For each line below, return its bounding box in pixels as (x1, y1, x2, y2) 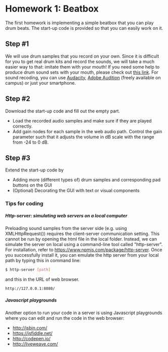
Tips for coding (5, 200, 44, 207)
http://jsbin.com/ (12, 325, 47, 331)
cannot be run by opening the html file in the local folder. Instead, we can (5, 236, 157, 242)
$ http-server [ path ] (5, 267, 51, 272)
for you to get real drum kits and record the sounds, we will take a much (5, 58, 155, 65)
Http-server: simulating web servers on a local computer (5, 212, 128, 218)
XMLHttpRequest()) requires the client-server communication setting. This (5, 230, 160, 237)
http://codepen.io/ (12, 335, 50, 341)
